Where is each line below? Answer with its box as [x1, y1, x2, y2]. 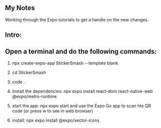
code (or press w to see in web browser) [12, 108, 94, 114]
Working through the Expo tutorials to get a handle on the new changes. [5, 16, 149, 22]
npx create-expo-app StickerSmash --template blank [12, 60, 118, 66]
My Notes [5, 4, 35, 12]
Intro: [5, 31, 22, 39]
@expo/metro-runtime [12, 94, 57, 99]
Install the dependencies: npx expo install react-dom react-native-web [12, 88, 153, 94]
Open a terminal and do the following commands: [5, 47, 157, 55]
